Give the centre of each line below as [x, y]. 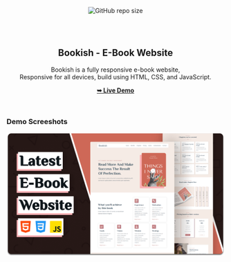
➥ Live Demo [115, 90]
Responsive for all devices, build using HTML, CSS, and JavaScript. [115, 77]
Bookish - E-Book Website [115, 53]
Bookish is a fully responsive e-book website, [115, 70]
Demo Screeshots [37, 121]
